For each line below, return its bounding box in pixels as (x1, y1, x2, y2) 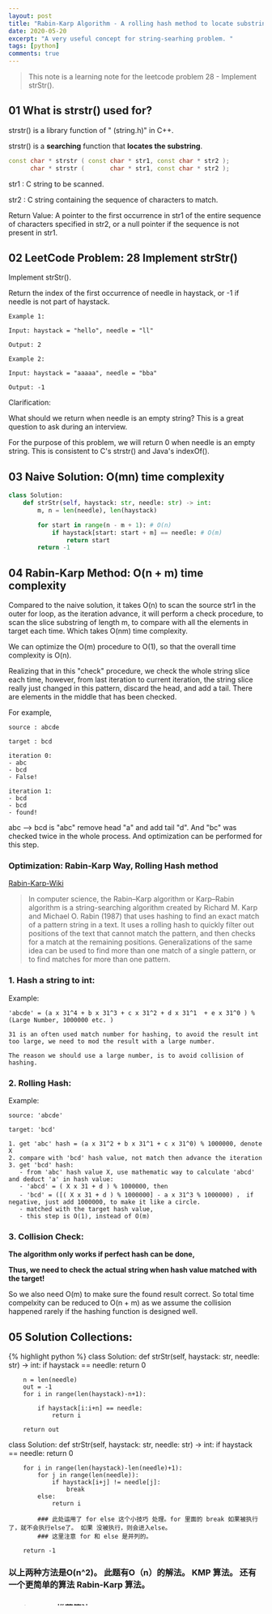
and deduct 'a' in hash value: (8, 1175, 114, 1184)
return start (66, 536, 111, 544)
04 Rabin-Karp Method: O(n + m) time (8, 566, 204, 580)
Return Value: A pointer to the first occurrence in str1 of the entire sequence (8, 210, 261, 220)
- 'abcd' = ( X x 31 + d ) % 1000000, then (19, 1183, 168, 1191)
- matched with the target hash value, (19, 1205, 154, 1214)
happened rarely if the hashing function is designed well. (8, 1307, 198, 1316)
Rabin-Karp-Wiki (8, 879, 64, 888)
